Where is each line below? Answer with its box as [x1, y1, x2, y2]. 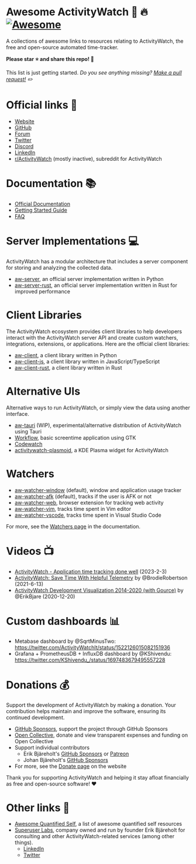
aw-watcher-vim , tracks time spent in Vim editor [14, 505, 132, 512]
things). [14, 839, 33, 846]
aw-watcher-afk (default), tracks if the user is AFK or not [14, 493, 152, 500]
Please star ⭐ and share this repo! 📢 [6, 55, 95, 62]
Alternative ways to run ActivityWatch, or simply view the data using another [6, 404, 190, 411]
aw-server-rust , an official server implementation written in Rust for [14, 282, 177, 289]
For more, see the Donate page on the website [14, 763, 127, 770]
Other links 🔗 [6, 801, 70, 814]
